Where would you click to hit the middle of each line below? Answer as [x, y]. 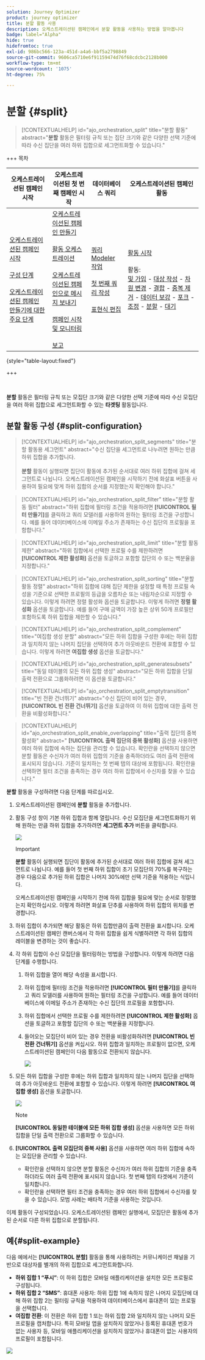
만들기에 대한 [27, 310]
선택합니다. [35, 1308]
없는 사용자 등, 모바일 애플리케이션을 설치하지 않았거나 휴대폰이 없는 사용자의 [106, 1331]
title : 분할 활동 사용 [31, 23]
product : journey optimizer [42, 18]
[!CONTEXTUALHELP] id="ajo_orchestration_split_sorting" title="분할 [108, 579]
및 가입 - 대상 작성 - [156, 279]
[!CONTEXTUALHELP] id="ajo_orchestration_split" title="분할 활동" [104, 130]
